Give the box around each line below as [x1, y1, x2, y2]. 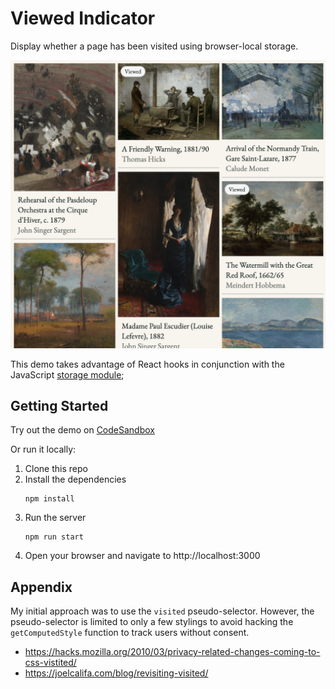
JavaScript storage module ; [10, 368, 125, 381]
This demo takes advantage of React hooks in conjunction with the [10, 358, 285, 370]
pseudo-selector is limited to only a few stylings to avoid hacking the [10, 616, 294, 628]
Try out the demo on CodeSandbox [10, 424, 155, 436]
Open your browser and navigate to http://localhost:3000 [24, 550, 261, 562]
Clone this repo [24, 463, 88, 475]
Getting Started [10, 398, 109, 415]
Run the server [24, 512, 87, 524]
